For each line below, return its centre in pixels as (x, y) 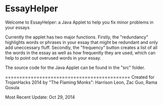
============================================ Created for (80, 77)
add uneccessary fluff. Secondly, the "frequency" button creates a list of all (81, 47)
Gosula (12, 87)
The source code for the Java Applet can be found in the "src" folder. (75, 68)
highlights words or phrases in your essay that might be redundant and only (81, 42)
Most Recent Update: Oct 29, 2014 (40, 97)
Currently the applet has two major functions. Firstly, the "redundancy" (77, 37)
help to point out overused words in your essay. (53, 58)
